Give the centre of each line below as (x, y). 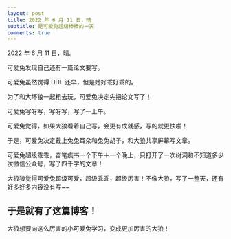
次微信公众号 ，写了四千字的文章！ (55, 164)
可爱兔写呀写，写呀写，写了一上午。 (58, 111)
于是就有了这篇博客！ (52, 210)
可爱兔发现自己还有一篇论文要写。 (55, 68)
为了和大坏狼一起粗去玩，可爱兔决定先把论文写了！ (79, 97)
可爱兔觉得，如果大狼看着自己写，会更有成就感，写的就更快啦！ (97, 126)
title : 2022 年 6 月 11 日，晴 (49, 20)
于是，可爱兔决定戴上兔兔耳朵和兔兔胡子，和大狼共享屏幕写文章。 (100, 141)
